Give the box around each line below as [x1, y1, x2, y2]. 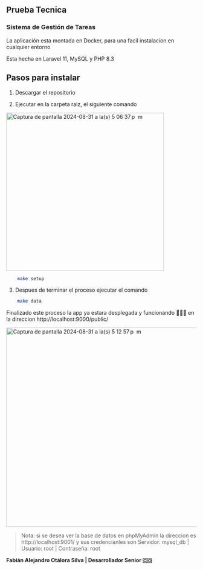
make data [17, 298, 42, 304]
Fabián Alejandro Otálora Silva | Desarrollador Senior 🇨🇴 [6, 557, 152, 564]
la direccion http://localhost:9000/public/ [6, 315, 109, 323]
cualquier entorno [6, 43, 51, 50]
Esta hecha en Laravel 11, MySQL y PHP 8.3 [6, 55, 115, 62]
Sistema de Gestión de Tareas [6, 23, 95, 32]
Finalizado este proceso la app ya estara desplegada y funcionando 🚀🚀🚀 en [6, 309, 195, 317]
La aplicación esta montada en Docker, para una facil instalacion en [6, 36, 175, 44]
